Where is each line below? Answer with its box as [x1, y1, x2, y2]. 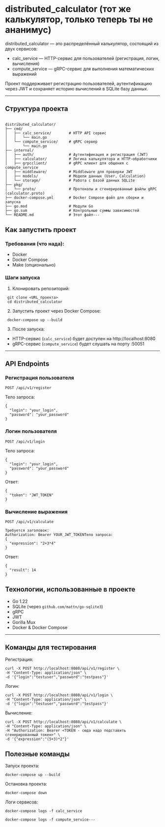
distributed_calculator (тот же [5, 3, 131, 15]
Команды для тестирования [5, 643, 97, 652]
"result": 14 [9, 568, 36, 573]
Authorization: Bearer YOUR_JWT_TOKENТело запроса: [5, 532, 113, 537]
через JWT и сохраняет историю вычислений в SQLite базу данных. [5, 86, 148, 91]
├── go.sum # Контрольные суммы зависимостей [5, 208, 139, 213]
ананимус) [5, 25, 52, 35]
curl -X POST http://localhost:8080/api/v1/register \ [5, 666, 120, 671]
